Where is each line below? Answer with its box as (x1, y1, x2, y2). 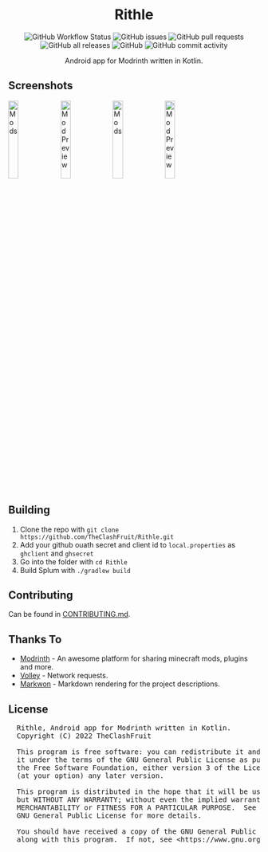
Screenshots (8, 79, 73, 92)
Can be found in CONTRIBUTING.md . (8, 610, 131, 619)
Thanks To (8, 632, 62, 646)
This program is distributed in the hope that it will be (16, 787, 249, 796)
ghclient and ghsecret (19, 548, 94, 558)
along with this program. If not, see (16, 835, 173, 844)
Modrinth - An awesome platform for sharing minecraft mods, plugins (19, 654, 249, 663)
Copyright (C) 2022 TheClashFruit (16, 732, 152, 740)
